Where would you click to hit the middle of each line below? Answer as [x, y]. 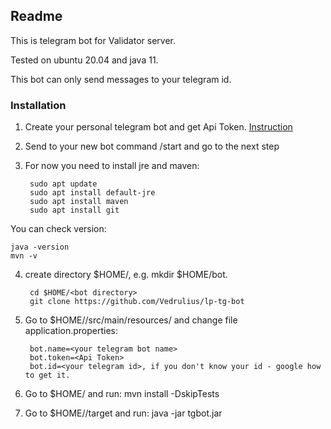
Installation [38, 105]
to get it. [47, 375]
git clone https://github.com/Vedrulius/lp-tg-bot [137, 302]
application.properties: [71, 331]
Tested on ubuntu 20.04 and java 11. [84, 60]
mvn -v [24, 256]
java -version [40, 247]
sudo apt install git [74, 210]
